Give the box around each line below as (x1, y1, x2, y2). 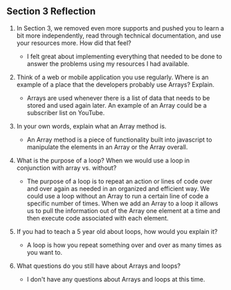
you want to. (26, 248, 63, 256)
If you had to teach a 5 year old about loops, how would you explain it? (16, 227, 218, 235)
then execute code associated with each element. (26, 214, 169, 222)
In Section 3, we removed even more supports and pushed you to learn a (16, 24, 224, 32)
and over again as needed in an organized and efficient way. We (26, 184, 210, 193)
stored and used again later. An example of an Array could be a (26, 101, 207, 110)
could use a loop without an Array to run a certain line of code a (26, 191, 209, 200)
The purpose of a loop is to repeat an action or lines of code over (26, 177, 213, 185)
